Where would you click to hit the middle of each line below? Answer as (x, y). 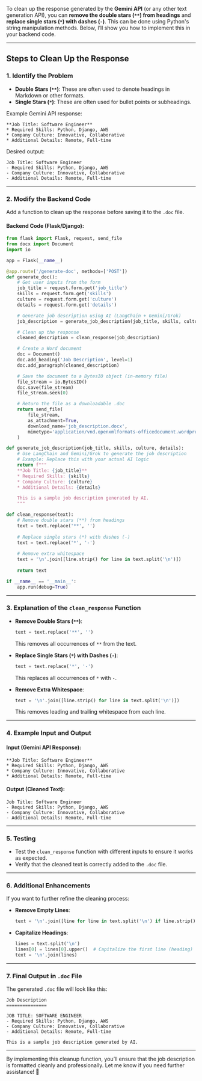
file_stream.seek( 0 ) (43, 393)
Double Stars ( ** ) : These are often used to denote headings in (92, 89)
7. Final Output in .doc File (44, 976)
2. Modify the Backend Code (49, 199)
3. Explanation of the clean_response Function (74, 608)
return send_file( (40, 409)
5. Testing (21, 838)
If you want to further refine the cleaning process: (68, 899)
